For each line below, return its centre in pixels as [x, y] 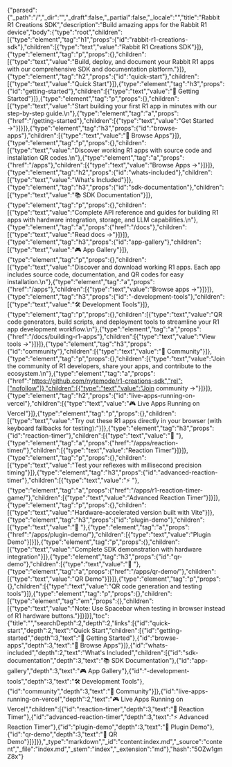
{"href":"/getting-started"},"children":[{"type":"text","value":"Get [99, 121]
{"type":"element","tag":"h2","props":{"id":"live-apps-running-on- [101, 396]
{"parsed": [23, 10]
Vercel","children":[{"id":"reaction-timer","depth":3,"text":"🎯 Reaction [106, 709]
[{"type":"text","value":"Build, [49, 61]
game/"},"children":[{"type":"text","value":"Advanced [83, 497]
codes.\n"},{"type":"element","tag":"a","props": [117, 158]
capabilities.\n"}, [175, 220]
